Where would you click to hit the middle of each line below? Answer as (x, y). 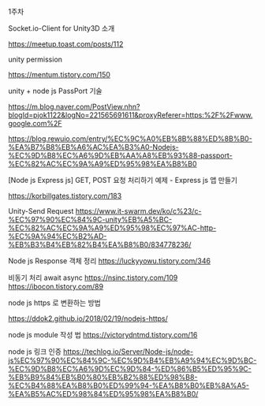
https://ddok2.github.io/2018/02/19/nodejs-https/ (88, 318)
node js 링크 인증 (35, 352)
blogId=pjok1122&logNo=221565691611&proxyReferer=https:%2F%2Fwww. (131, 115)
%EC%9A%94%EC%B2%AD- (58, 236)
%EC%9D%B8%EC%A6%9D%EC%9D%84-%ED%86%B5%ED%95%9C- (130, 369)
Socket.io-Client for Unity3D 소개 (62, 28)
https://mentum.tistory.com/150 (59, 74)
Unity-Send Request (41, 211)
